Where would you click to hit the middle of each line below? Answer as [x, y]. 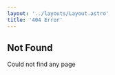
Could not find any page [41, 64]
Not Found [30, 48]
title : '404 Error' [35, 20]
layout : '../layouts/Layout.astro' [58, 13]
